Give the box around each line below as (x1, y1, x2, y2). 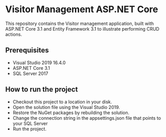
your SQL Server (12, 120, 48, 126)
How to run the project (5, 85, 78, 94)
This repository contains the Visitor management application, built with (5, 20, 154, 26)
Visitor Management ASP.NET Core (5, 4, 158, 15)
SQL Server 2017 (12, 70, 49, 76)
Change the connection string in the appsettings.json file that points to (12, 115, 161, 121)
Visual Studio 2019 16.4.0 (12, 60, 66, 66)
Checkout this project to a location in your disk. (12, 98, 112, 105)
